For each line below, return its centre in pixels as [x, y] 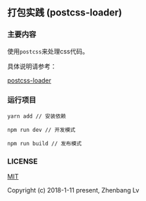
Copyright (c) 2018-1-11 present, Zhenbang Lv [73, 190]
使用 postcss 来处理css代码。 [48, 51]
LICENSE [23, 161]
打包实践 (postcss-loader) [65, 13]
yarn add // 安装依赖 [37, 116]
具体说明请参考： [32, 66]
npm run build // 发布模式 [45, 143]
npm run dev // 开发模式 [41, 130]
